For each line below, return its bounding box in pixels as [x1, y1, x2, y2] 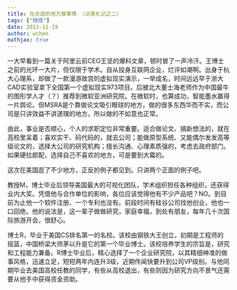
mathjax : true [7, 37, 49, 44]
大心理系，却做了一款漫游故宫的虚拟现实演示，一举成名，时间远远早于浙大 [7, 75, 224, 83]
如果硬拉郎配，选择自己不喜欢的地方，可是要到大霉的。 [7, 151, 168, 159]
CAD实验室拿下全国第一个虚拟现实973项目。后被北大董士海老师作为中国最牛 [7, 83, 229, 92]
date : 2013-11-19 [7, 23, 59, 30]
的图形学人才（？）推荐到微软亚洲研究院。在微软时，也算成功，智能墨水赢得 [7, 92, 230, 101]
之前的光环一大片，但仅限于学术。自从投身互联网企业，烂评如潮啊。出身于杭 [7, 65, 230, 74]
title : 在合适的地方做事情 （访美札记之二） [7, 10, 122, 18]
